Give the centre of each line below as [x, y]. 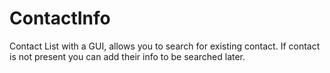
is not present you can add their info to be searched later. [127, 56]
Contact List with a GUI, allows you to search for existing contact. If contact [165, 46]
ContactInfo [60, 18]
